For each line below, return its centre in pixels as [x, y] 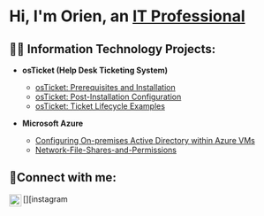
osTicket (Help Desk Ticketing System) [95, 70]
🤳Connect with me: [63, 177]
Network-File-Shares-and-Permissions [106, 150]
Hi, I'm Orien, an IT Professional [127, 16]
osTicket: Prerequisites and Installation [106, 87]
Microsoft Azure [53, 123]
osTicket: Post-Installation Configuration [108, 96]
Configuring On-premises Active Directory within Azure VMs [145, 140]
